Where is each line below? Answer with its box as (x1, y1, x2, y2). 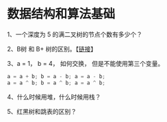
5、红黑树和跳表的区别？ (7, 107, 77, 115)
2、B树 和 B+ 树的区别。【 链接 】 (7, 45, 97, 53)
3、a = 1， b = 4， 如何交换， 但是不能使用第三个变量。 (7, 59, 164, 67)
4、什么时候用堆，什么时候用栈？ (7, 93, 101, 101)
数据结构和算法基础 (7, 6, 116, 22)
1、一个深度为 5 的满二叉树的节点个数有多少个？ (7, 30, 142, 38)
